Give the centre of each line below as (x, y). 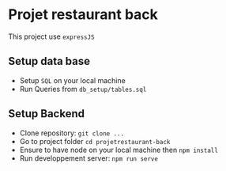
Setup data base (49, 61)
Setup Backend (47, 114)
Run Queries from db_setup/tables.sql (83, 89)
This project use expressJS (51, 36)
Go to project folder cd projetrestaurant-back (95, 141)
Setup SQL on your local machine (73, 80)
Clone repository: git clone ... (72, 133)
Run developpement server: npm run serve (89, 158)
